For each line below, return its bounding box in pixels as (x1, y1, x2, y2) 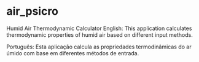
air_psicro (6, 4, 58, 18)
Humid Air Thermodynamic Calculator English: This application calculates (6, 25, 192, 32)
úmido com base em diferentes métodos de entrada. (6, 49, 139, 56)
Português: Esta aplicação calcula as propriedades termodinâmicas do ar (6, 43, 192, 50)
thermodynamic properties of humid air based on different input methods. (6, 31, 193, 38)
